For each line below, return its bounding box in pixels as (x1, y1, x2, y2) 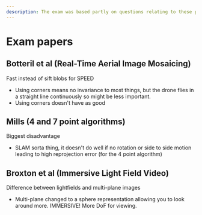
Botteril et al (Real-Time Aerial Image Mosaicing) (6, 58, 191, 69)
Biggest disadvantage (6, 132, 60, 140)
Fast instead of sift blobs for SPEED (6, 75, 94, 82)
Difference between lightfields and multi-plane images (6, 184, 141, 192)
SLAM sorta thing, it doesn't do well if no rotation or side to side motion (14, 144, 192, 151)
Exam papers (6, 34, 73, 48)
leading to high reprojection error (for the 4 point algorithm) (14, 151, 162, 158)
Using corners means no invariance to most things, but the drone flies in (14, 86, 194, 93)
